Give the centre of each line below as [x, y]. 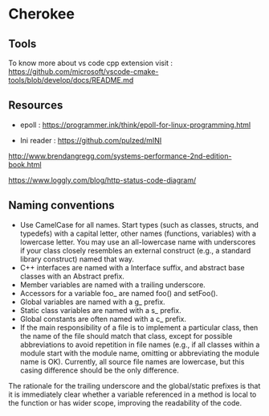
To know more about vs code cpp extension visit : [91, 63]
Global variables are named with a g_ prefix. [93, 302]
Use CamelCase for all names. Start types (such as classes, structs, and [139, 224]
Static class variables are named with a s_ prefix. [101, 310]
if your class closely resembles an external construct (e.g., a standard [135, 250]
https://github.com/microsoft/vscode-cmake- [84, 72]
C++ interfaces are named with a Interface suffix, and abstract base [132, 267]
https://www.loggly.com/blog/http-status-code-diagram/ [102, 180]
